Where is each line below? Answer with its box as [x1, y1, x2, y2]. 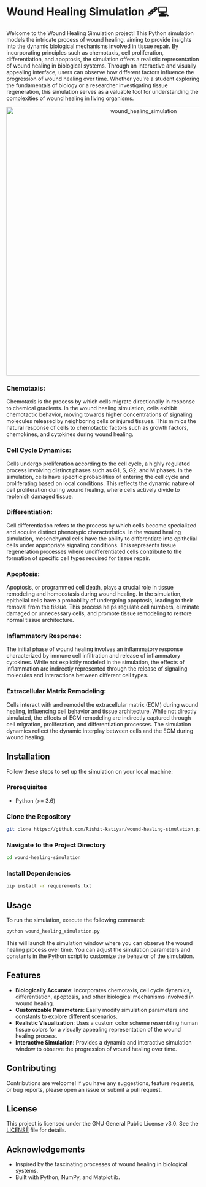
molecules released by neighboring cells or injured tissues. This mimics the [6, 418, 196, 425]
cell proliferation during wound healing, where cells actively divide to [6, 486, 180, 493]
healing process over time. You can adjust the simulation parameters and [6, 946, 191, 954]
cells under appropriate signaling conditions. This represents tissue [6, 541, 177, 548]
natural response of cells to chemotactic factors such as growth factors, [6, 424, 189, 432]
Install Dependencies [6, 870, 71, 878]
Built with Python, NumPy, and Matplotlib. [15, 1173, 121, 1181]
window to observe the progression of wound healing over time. [15, 1045, 177, 1053]
